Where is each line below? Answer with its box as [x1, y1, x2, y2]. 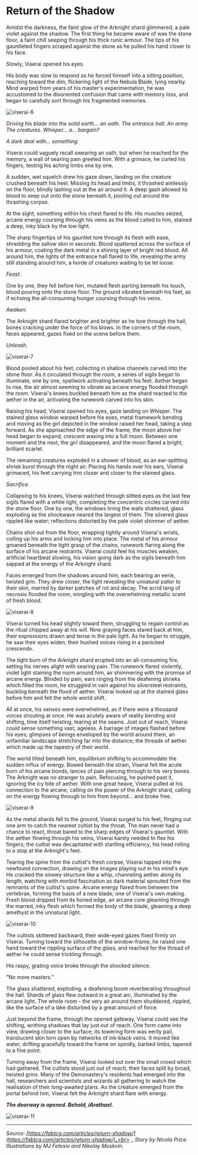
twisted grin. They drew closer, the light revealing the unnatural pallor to [6, 578, 181, 585]
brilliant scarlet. [6, 445, 44, 452]
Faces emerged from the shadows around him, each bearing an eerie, [6, 571, 176, 578]
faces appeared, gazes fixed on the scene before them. [6, 330, 141, 337]
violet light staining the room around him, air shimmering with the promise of [6, 669, 192, 676]
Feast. [6, 271, 22, 278]
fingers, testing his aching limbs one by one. [6, 162, 114, 169]
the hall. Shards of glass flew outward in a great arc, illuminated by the [6, 991, 177, 998]
